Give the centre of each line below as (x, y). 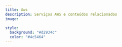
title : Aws (16, 10)
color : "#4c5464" (28, 37)
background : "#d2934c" (33, 33)
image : (12, 19)
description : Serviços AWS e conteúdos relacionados (61, 14)
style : (12, 28)
